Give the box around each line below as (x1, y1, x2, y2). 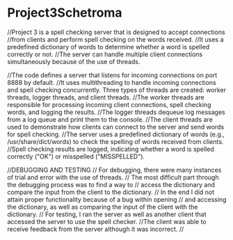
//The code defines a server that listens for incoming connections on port (7, 71, 218, 79)
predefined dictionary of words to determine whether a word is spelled (7, 42, 210, 51)
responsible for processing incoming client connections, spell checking (7, 100, 211, 109)
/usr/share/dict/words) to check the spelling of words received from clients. (7, 137, 224, 145)
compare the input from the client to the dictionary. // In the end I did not (7, 188, 215, 196)
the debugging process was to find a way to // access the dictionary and (7, 180, 216, 189)
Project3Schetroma (7, 5, 122, 21)
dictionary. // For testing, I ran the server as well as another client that (7, 210, 207, 218)
